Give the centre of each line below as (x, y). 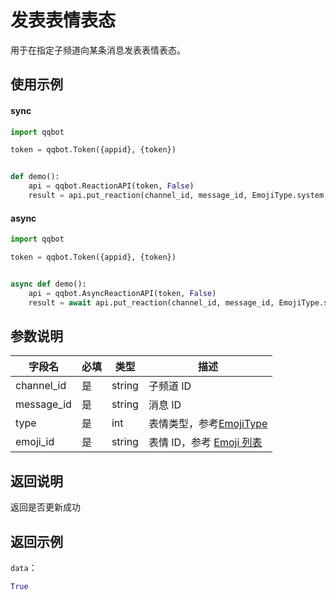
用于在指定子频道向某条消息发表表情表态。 (98, 50)
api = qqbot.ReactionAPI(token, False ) (111, 186)
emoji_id (35, 442)
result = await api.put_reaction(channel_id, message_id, (151, 302)
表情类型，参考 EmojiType (208, 424)
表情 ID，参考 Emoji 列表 (205, 443)
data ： (24, 567)
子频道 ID (170, 386)
